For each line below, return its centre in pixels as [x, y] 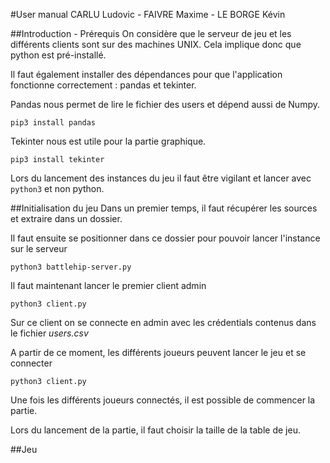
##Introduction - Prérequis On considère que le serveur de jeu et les [151, 33]
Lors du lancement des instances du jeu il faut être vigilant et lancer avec [161, 178]
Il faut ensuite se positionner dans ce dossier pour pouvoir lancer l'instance [165, 238]
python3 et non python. [57, 188]
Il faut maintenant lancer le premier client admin [108, 285]
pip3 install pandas [53, 123]
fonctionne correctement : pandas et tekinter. [103, 85]
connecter [31, 363]
